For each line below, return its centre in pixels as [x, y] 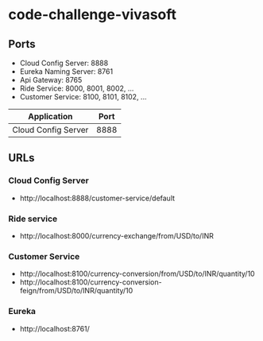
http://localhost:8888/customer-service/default [97, 198]
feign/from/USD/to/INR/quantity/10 [76, 291]
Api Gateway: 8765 [51, 80]
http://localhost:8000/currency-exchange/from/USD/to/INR [117, 235]
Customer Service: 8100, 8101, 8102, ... [83, 97]
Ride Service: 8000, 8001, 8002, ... [77, 88]
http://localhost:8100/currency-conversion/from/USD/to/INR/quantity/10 [137, 274]
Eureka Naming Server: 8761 [66, 72]
